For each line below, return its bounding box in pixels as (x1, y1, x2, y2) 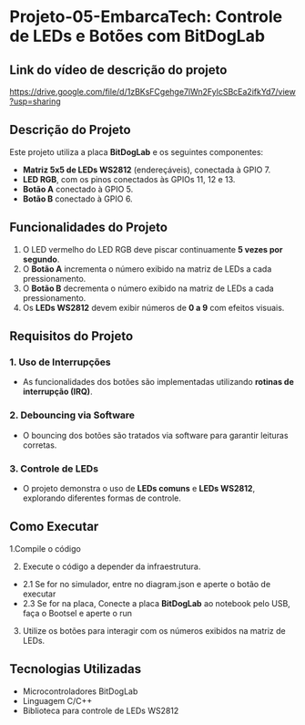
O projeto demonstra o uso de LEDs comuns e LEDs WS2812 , (22, 482, 256, 493)
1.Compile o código (9, 543, 82, 554)
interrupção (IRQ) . (22, 386, 93, 398)
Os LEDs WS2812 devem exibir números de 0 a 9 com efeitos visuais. (22, 302, 285, 313)
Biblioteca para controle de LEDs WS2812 (22, 705, 179, 716)
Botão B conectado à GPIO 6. (22, 193, 134, 204)
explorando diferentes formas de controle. (22, 492, 182, 503)
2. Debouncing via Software (9, 409, 135, 421)
